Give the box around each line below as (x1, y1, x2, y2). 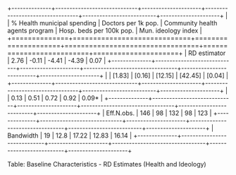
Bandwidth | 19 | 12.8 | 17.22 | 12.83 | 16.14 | (7, 131, 132, 140)
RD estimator (187, 49, 226, 57)
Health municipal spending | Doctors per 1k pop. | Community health (18, 19, 218, 27)
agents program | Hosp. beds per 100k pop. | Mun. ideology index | (7, 26, 202, 35)
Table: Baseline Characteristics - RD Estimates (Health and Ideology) (7, 160, 206, 168)
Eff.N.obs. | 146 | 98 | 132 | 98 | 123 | (106, 109, 212, 117)
